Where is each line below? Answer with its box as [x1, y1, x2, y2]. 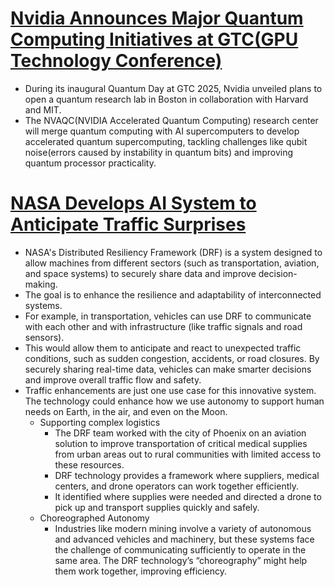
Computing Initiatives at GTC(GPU [10, 28, 299, 51]
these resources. [54, 458, 125, 471]
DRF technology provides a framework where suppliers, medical [54, 469, 320, 481]
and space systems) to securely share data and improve [24, 267, 257, 279]
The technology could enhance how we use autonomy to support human [24, 395, 325, 407]
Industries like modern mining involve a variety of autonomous [54, 522, 312, 534]
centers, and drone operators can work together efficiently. [54, 480, 300, 492]
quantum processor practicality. [24, 157, 157, 169]
